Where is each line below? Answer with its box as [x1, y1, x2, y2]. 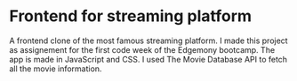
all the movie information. [9, 63, 102, 74]
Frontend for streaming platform [9, 6, 252, 26]
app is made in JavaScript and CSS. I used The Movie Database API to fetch [9, 54, 287, 64]
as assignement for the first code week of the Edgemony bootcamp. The [9, 44, 276, 55]
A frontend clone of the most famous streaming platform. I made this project [9, 35, 288, 46]
